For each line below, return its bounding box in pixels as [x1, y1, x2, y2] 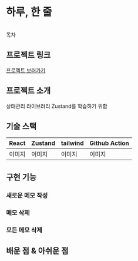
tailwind [60, 139, 84, 147]
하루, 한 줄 [6, 5, 52, 19]
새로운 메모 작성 [6, 191, 48, 199]
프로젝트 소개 [6, 86, 51, 96]
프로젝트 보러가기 [6, 67, 46, 74]
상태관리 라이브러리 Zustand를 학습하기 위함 [6, 103, 107, 110]
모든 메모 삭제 [6, 226, 43, 234]
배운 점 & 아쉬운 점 [6, 246, 69, 256]
